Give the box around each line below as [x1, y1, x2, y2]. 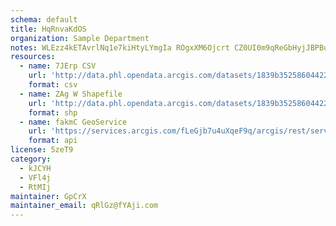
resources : [10, 52, 56, 62]
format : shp [28, 107, 78, 118]
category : [10, 154, 52, 164]
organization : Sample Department [10, 33, 150, 43]
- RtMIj [19, 182, 52, 192]
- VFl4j [19, 172, 52, 183]
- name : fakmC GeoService [19, 117, 128, 127]
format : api [28, 136, 78, 146]
